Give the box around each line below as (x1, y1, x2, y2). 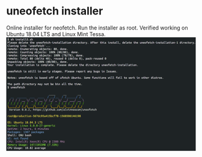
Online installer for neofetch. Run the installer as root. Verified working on (6, 24, 188, 31)
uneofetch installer (6, 4, 103, 18)
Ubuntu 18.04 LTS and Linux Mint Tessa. (6, 30, 106, 37)
